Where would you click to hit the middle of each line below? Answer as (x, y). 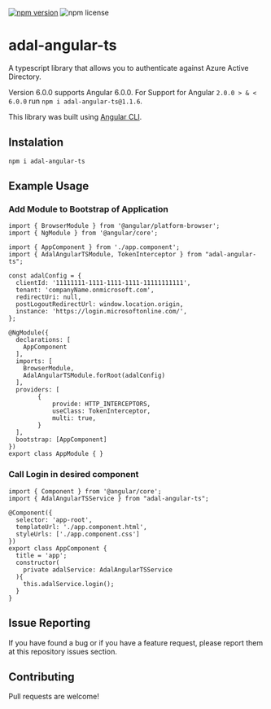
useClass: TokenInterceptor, (101, 411)
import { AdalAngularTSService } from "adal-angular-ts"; (109, 498)
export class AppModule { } (56, 454)
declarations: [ (43, 340)
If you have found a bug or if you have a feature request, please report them (136, 642)
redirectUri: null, (49, 297)
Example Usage (49, 186)
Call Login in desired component (74, 475)
